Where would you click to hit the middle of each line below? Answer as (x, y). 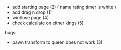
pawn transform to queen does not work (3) (57, 42)
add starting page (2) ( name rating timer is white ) (64, 7)
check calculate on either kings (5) (48, 23)
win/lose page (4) (30, 18)
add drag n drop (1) (32, 12)
